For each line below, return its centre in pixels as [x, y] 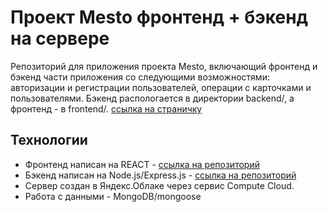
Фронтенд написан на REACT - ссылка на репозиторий [142, 164]
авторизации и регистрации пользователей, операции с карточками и [161, 87]
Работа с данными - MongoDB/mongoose [113, 196]
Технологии [49, 140]
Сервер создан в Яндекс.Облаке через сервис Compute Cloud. [159, 185]
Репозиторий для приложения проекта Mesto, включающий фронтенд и [164, 66]
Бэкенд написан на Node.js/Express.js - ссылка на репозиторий [160, 175]
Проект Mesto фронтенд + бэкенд [159, 17]
